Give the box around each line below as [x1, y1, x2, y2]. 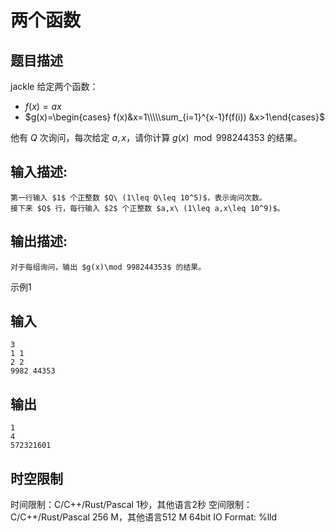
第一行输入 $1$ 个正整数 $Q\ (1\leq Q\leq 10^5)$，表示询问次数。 [10, 192, 267, 203]
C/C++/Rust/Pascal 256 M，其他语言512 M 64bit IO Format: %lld [10, 511, 278, 523]
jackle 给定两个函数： [10, 81, 99, 92]
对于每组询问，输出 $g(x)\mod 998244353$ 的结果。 [10, 262, 207, 272]
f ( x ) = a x [24, 101, 62, 112]
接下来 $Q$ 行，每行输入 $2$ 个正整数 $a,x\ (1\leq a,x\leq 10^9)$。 [10, 203, 285, 213]
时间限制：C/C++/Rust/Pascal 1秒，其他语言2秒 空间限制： [10, 499, 253, 511]
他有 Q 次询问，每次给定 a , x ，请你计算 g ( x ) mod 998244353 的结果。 [10, 132, 303, 143]
